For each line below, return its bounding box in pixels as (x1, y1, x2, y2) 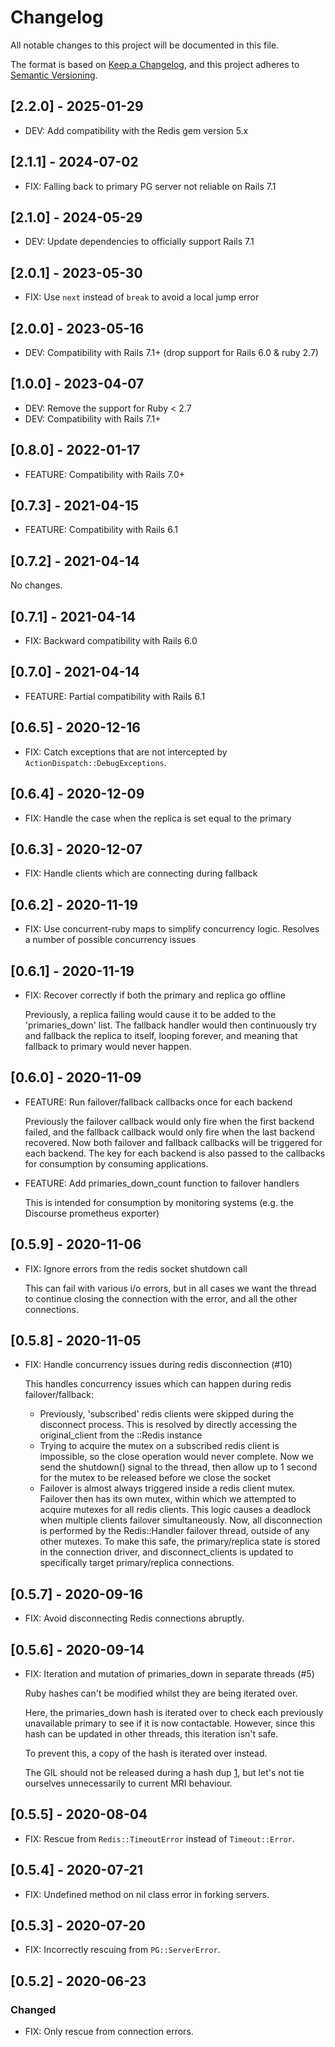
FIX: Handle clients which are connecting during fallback (24, 867, 258, 880)
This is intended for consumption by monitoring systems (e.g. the (24, 1196, 294, 1208)
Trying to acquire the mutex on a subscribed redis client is (39, 1440, 280, 1452)
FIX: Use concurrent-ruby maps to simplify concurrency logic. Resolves (24, 923, 320, 935)
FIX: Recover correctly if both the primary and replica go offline (24, 989, 286, 1001)
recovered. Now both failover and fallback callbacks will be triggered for (24, 1136, 323, 1148)
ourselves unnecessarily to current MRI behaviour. (24, 1777, 233, 1789)
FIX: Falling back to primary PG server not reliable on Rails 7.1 (24, 180, 277, 192)
